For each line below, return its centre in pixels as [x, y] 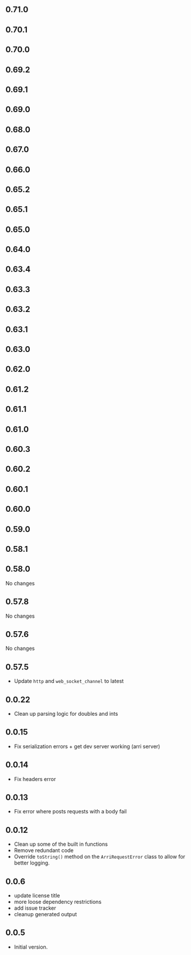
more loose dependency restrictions [58, 902]
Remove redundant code [44, 850]
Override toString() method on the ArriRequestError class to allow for [100, 857]
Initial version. [31, 947]
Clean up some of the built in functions [61, 844]
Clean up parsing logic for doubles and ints [66, 714]
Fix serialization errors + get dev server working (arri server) [87, 746]
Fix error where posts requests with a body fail [70, 812]
